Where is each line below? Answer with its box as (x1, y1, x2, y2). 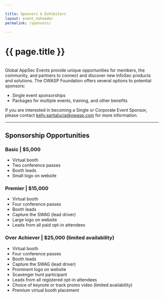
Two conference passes (12, 162, 61, 168)
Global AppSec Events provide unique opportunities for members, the (5, 67, 145, 74)
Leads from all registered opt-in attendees (12, 276, 97, 282)
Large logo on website (12, 217, 57, 223)
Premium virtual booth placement (12, 287, 80, 293)
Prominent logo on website (12, 266, 66, 272)
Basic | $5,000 (5, 146, 41, 152)
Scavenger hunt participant (12, 272, 67, 277)
